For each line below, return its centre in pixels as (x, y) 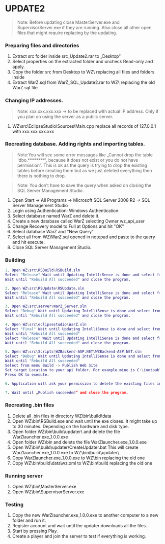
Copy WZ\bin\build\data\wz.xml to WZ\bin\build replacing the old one (82, 463)
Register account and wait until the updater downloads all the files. (80, 526)
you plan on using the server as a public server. (65, 116)
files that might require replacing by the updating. (67, 33)
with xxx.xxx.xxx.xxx (33, 131)
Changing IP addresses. (34, 101)
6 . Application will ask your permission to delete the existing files (80, 383)
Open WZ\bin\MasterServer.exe (44, 486)
